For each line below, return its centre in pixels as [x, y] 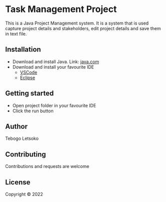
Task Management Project [61, 9]
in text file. [16, 34]
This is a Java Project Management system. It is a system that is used [77, 23]
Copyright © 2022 [24, 194]
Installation [23, 49]
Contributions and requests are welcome [47, 166]
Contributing [26, 154]
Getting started [30, 93]
